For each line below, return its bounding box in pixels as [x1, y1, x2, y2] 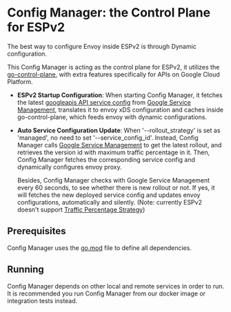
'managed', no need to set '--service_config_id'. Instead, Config [17, 133, 199, 142]
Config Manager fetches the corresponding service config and [17, 155, 195, 163]
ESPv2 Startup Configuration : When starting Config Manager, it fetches [17, 91, 223, 99]
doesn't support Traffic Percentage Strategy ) [17, 205, 145, 214]
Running [7, 264, 45, 275]
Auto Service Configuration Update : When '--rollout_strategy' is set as [17, 126, 221, 134]
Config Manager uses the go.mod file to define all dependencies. [7, 243, 192, 252]
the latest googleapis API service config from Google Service [17, 98, 191, 106]
